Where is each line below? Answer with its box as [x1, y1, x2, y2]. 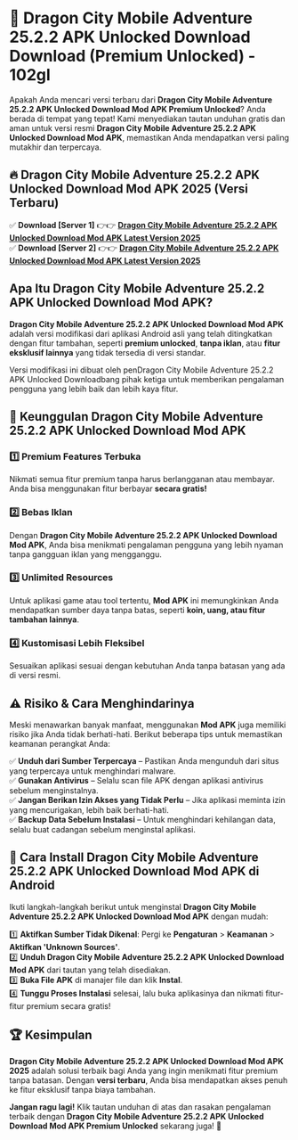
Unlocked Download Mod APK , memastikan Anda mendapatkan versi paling [9, 132, 290, 143]
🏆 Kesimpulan [9, 1028, 93, 1043]
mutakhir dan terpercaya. [9, 142, 102, 152]
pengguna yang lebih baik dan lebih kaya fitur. [9, 383, 179, 394]
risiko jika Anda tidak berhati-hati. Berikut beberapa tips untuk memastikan [9, 728, 283, 739]
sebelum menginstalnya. [9, 784, 100, 796]
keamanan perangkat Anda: [9, 738, 111, 749]
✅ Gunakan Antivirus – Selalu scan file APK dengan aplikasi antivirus [9, 775, 264, 785]
